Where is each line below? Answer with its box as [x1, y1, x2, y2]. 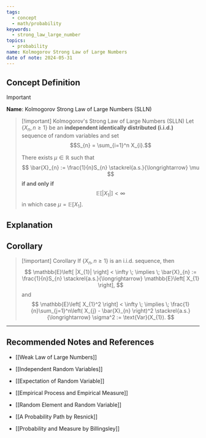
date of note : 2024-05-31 [6, 55, 72, 61]
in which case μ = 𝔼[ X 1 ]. [21, 201, 83, 209]
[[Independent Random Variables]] [15, 365, 103, 372]
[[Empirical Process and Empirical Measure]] [15, 389, 129, 396]
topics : [6, 37, 26, 44]
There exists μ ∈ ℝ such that [21, 154, 95, 162]
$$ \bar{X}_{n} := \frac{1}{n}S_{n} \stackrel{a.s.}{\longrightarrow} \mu [21, 164, 200, 171]
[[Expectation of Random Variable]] [15, 377, 105, 385]
